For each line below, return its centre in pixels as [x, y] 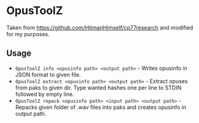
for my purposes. [28, 34]
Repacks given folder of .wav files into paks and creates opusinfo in [101, 107]
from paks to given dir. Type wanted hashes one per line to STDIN [98, 88]
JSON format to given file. [48, 75]
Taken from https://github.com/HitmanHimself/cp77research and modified [100, 28]
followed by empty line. [45, 94]
